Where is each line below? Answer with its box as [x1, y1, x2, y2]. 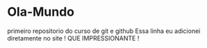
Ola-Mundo [7, 4, 75, 20]
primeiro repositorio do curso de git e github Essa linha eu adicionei [7, 27, 201, 35]
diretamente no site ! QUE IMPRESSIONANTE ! [7, 34, 140, 42]
